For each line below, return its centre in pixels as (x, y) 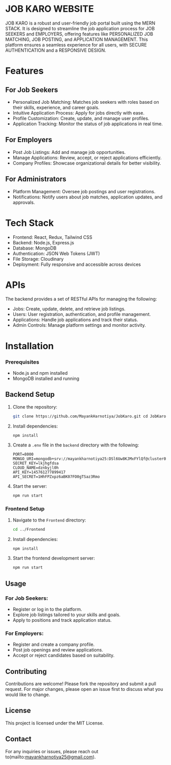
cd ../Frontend (29, 529)
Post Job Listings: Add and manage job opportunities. (69, 152)
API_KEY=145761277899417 (39, 472)
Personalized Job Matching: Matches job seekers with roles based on (86, 102)
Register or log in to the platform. (47, 609)
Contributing (26, 671)
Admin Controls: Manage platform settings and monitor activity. (79, 325)
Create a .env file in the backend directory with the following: (76, 445)
